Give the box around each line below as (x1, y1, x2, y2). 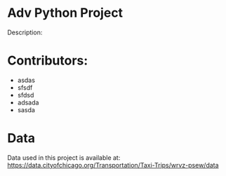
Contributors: (7, 53, 88, 69)
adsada (17, 98, 39, 107)
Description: (7, 28, 43, 36)
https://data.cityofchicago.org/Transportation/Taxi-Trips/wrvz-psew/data (7, 161, 219, 169)
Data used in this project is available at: (7, 153, 121, 162)
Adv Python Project (7, 5, 124, 21)
